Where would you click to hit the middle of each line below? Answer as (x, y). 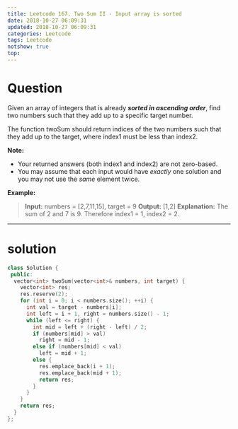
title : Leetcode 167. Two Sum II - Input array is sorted (95, 14)
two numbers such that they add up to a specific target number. (100, 115)
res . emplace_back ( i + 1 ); (77, 366)
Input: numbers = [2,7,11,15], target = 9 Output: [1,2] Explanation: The (126, 206)
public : (22, 274)
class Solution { (33, 268)
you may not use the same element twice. (79, 179)
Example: (22, 192)
